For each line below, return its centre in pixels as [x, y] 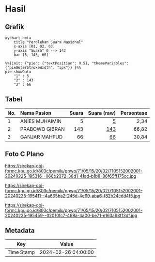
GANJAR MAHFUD [41, 137]
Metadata [20, 231]
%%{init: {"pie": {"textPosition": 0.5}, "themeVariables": [67, 63]
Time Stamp [21, 252]
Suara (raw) [102, 113]
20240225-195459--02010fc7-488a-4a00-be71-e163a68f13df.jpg [71, 215]
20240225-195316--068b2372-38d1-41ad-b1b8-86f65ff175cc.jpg [71, 176]
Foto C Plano [24, 154]
